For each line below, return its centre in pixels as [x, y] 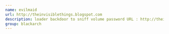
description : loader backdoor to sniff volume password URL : [72, 19]
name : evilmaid [21, 10]
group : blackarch [23, 24]
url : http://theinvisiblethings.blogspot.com [54, 14]
